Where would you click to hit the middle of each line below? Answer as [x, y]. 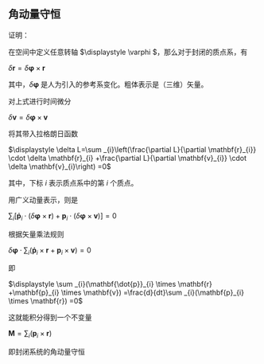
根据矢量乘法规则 [36, 234]
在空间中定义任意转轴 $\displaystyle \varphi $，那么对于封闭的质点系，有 [128, 52]
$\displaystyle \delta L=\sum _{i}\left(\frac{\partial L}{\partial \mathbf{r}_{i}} [132, 149]
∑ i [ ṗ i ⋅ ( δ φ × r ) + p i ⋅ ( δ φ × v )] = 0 [62, 216]
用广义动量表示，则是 [43, 200]
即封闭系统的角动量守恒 [47, 352]
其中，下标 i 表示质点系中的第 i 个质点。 [73, 182]
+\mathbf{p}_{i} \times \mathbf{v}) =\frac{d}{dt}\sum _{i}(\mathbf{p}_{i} [126, 292]
